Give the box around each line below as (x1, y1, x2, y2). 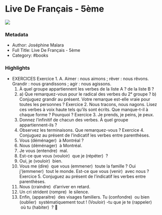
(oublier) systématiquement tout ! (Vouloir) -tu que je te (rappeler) (19, 199, 152, 205)
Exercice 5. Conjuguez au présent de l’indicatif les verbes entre (19, 173, 146, 179)
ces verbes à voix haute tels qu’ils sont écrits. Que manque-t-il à (19, 107, 148, 112)
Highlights (5, 64, 30, 71)
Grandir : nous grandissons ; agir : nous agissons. (12, 81, 112, 87)
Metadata (5, 31, 28, 38)
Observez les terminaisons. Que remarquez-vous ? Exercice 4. (19, 127, 145, 133)
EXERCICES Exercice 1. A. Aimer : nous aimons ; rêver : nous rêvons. (12, 76, 149, 81)
